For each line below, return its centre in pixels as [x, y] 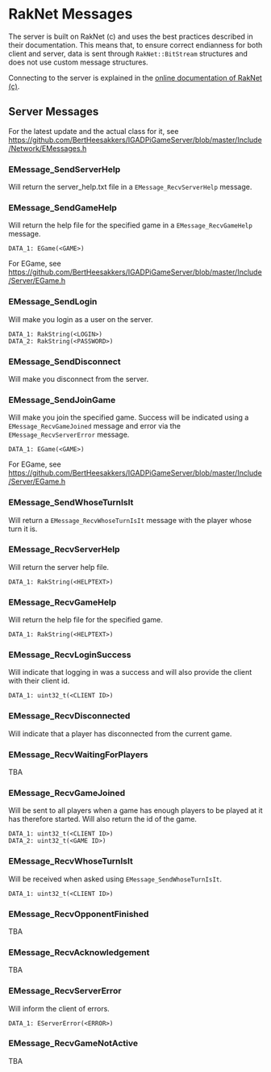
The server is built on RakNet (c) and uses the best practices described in [131, 36]
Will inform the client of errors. [59, 1008]
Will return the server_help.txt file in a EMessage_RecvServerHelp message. [130, 187]
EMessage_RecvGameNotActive [73, 1044]
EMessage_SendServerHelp [65, 169]
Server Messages [54, 112]
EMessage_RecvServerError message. [69, 435]
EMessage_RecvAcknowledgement [79, 952]
